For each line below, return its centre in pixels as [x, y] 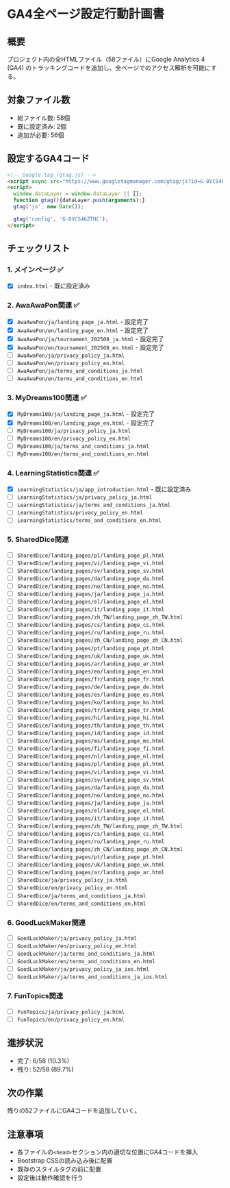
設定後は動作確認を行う [50, 1178]
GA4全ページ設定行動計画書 [86, 14]
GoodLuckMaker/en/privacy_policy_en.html [77, 946]
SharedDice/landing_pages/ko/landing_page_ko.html [91, 702]
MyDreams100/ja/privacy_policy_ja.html [74, 431]
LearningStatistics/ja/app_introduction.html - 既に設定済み [104, 489]
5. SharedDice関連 [38, 540]
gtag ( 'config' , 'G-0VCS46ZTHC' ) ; [61, 219]
